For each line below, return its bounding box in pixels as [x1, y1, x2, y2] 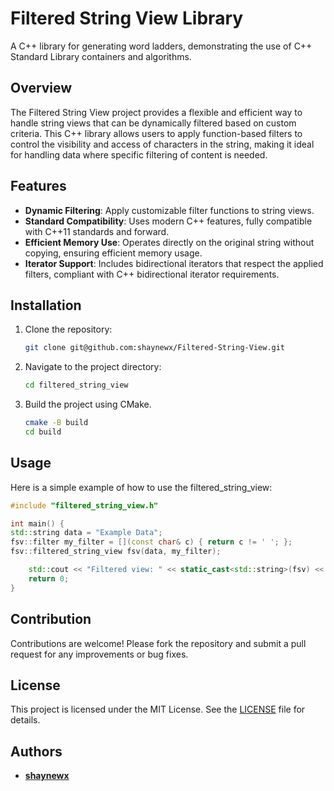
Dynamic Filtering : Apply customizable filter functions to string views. [24, 204, 315, 216]
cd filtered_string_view [24, 380, 129, 391]
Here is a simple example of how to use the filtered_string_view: [10, 481, 273, 493]
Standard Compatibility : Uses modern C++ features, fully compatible [24, 215, 313, 227]
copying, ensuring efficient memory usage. [24, 247, 203, 259]
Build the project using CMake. [24, 398, 152, 411]
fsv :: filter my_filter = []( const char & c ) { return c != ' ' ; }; [10, 537, 293, 547]
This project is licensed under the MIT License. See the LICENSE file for [10, 703, 306, 716]
